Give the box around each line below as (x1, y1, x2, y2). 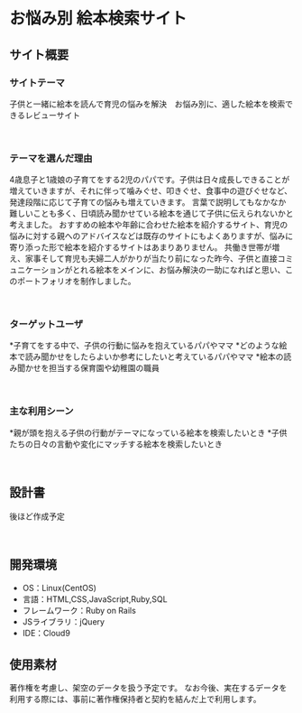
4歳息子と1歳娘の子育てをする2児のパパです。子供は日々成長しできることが (9, 174, 290, 185)
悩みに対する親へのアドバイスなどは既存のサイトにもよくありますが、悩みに (9, 231, 294, 242)
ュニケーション (9, 264, 65, 275)
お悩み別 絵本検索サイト (9, 8, 188, 29)
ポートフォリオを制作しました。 (16, 276, 136, 287)
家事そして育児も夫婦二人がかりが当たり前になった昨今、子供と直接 (24, 254, 278, 264)
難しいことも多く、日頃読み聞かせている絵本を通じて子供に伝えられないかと (9, 208, 294, 219)
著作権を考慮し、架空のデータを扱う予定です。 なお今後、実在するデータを (9, 682, 288, 693)
